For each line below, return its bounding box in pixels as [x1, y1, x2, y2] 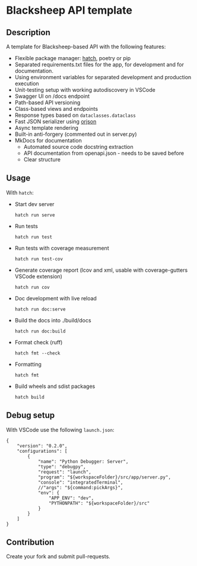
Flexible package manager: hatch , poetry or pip [14, 55, 131, 61]
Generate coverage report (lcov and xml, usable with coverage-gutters [14, 266, 188, 273]
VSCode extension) [14, 272, 62, 280]
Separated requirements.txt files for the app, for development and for [14, 61, 184, 68]
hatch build [14, 394, 45, 400]
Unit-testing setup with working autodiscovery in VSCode [14, 86, 156, 93]
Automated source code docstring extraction [23, 144, 134, 150]
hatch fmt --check [14, 350, 61, 356]
